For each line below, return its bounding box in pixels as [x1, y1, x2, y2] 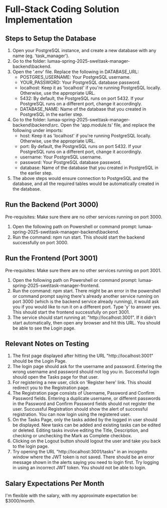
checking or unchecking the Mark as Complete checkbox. [12, 433, 132, 439]
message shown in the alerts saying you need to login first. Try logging [12, 459, 159, 465]
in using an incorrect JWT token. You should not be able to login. [12, 465, 146, 471]
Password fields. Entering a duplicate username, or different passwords [12, 395, 160, 402]
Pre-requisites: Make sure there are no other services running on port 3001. [5, 267, 161, 273]
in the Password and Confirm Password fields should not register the [12, 401, 155, 407]
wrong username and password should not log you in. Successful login [12, 369, 159, 375]
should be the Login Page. [12, 358, 67, 364]
